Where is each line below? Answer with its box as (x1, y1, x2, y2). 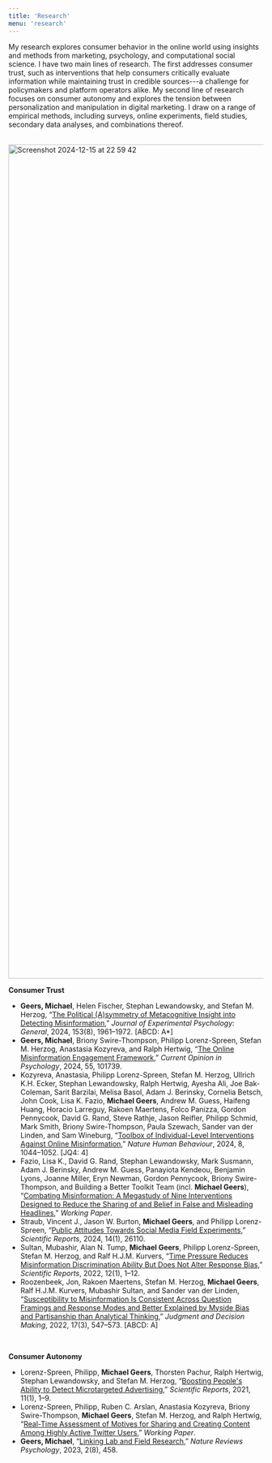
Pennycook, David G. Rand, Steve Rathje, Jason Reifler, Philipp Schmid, (19, 1113, 258, 1123)
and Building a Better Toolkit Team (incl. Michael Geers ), (60, 1182, 249, 1192)
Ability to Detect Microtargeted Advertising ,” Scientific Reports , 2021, (19, 1384, 251, 1394)
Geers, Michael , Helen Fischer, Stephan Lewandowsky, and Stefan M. (19, 1000, 254, 1011)
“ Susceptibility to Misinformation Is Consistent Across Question (19, 1294, 232, 1304)
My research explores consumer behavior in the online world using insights (8, 41, 259, 51)
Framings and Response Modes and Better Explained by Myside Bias (19, 1302, 249, 1312)
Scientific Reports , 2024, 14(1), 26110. (19, 1233, 146, 1243)
